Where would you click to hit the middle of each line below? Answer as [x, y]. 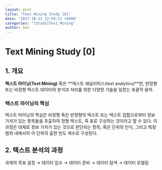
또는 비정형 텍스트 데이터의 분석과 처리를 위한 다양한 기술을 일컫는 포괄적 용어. [80, 90]
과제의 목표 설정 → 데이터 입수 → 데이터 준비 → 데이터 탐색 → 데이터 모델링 [77, 163]
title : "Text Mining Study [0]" [38, 14]
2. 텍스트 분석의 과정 [34, 150]
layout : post [18, 9]
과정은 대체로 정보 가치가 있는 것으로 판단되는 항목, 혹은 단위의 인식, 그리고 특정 [81, 127]
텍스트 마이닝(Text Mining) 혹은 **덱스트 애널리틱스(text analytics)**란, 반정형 [81, 84]
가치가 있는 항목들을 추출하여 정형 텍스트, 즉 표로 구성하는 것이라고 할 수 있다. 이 [81, 121]
